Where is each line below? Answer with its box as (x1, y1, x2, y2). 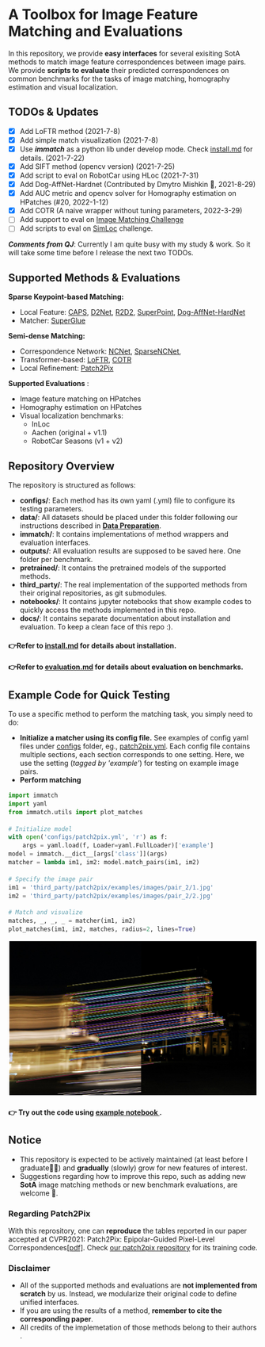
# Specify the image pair (8, 874, 93, 883)
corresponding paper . (19, 1314, 93, 1324)
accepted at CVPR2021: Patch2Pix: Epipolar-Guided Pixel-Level (8, 1234, 215, 1244)
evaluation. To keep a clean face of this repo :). (19, 622, 173, 631)
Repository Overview (8, 459, 115, 473)
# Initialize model (8, 825, 73, 833)
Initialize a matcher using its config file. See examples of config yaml (19, 733, 249, 742)
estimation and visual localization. (8, 82, 119, 92)
